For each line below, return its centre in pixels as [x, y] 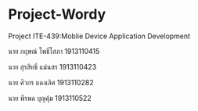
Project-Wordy [57, 14]
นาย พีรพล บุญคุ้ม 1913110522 [50, 98]
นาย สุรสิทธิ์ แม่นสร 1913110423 [52, 66]
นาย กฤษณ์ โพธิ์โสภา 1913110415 [54, 51]
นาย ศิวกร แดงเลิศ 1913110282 [51, 82]
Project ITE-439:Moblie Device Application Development [99, 36]
